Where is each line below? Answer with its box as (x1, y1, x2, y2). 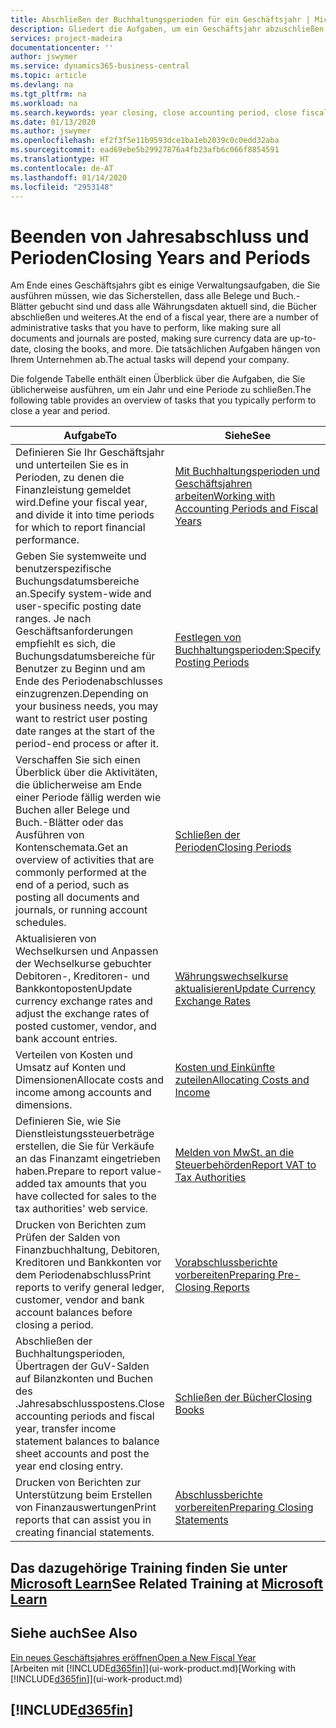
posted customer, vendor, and (15, 1019, 157, 1033)
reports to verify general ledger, (15, 1281, 165, 1295)
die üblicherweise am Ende (15, 778, 142, 792)
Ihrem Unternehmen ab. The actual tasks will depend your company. (10, 354, 290, 366)
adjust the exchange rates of (15, 1007, 150, 1021)
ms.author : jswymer (10, 126, 92, 136)
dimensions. (15, 1098, 73, 1112)
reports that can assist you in (15, 1513, 152, 1527)
